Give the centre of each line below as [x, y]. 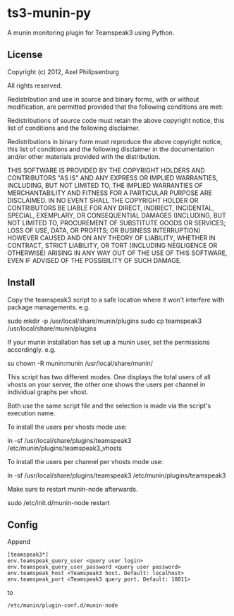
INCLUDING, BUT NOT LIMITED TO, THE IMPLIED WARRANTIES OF [105, 185]
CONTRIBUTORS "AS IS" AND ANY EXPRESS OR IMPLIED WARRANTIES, [113, 177]
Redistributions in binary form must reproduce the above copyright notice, [115, 141]
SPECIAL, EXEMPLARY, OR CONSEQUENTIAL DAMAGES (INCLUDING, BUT [117, 215]
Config [23, 525]
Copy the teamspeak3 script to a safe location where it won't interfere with [116, 300]
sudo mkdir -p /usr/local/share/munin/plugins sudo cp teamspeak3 [105, 321]
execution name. [31, 413]
